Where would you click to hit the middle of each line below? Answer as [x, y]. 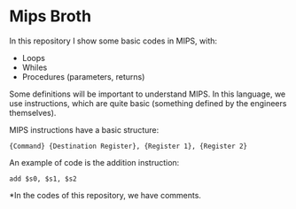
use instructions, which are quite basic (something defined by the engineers [148, 103]
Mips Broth [50, 16]
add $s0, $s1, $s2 [43, 179]
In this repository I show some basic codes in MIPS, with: [113, 41]
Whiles [35, 67]
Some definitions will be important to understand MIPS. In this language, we [148, 94]
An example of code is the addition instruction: [94, 162]
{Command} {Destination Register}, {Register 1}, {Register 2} [129, 146]
